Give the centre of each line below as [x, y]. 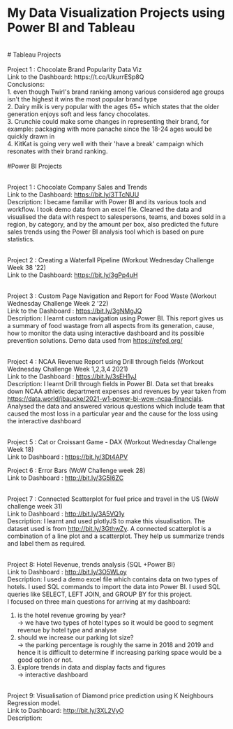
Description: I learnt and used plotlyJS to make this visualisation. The [106, 521]
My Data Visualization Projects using [116, 13]
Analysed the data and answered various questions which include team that [116, 406]
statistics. [21, 239]
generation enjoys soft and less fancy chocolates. [78, 114]
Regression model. [34, 703]
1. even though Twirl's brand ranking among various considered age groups [116, 92]
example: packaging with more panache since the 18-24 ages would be [110, 129]
